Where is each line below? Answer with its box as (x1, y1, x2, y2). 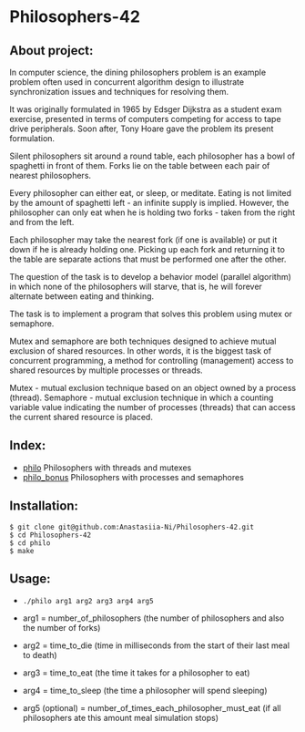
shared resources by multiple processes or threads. (9, 365, 203, 376)
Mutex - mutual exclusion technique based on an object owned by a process (9, 383, 297, 393)
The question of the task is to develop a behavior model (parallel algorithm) (9, 272, 291, 282)
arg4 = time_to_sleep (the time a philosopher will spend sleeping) (22, 686, 268, 696)
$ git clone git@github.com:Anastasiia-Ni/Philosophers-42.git (9, 522, 255, 531)
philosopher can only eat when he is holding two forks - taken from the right (9, 207, 296, 218)
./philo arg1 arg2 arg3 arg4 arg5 (22, 597, 154, 606)
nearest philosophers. (9, 170, 92, 180)
